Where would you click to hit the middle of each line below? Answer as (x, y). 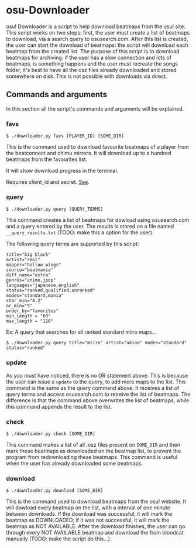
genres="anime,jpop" (31, 280)
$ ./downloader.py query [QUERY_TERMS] (55, 209)
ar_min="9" (19, 306)
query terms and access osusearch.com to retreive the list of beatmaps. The (98, 394)
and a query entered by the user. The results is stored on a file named (90, 227)
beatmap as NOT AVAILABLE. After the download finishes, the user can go (96, 526)
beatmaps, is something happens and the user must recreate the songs (92, 64)
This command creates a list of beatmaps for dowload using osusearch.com (98, 220)
